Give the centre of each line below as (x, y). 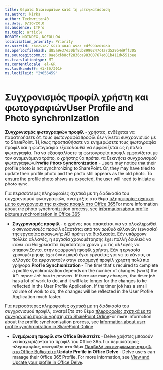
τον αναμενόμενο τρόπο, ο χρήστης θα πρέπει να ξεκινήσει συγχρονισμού (81, 158)
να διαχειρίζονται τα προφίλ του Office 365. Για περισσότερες (75, 341)
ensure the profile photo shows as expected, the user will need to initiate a (80, 179)
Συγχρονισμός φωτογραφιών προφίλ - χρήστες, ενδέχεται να (70, 132)
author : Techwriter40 (27, 19)
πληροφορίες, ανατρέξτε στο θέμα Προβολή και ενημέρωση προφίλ (82, 347)
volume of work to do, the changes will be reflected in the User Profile (82, 291)
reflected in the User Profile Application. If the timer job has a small (80, 286)
